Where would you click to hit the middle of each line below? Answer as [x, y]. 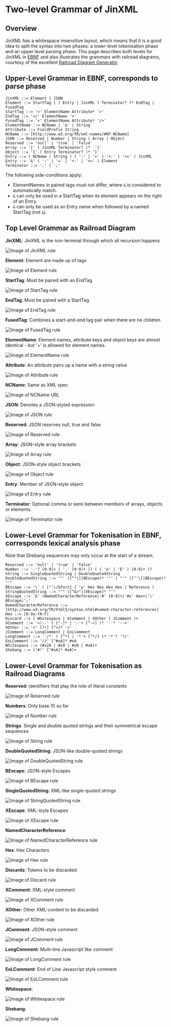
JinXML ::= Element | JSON [34, 98]
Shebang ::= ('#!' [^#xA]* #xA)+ [41, 650]
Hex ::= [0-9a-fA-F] [27, 614]
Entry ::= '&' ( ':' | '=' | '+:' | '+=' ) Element [61, 161]
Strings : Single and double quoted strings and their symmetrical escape [81, 726]
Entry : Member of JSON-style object [44, 484]
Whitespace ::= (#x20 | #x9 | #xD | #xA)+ [51, 646]
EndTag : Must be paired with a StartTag [47, 300]
